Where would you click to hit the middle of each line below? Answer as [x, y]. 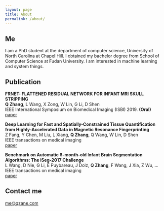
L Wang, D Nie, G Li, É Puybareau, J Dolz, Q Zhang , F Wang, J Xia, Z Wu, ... [82, 165]
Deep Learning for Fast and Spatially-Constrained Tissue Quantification [80, 124]
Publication [23, 82]
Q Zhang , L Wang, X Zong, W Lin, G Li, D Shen [52, 104]
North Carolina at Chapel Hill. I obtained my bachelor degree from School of [82, 56]
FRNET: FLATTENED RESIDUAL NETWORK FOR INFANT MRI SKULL [75, 94]
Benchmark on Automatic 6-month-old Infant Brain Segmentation [74, 155]
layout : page [19, 10]
